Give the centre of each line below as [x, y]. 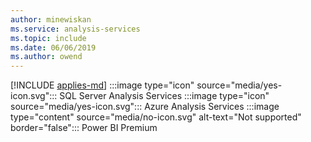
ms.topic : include [48, 38]
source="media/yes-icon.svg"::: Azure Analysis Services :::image [145, 107]
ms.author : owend [46, 57]
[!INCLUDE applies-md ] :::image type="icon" [102, 85]
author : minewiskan [51, 19]
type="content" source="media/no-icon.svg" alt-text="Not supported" [156, 117]
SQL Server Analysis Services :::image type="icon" [164, 96]
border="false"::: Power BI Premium [84, 128]
